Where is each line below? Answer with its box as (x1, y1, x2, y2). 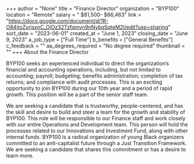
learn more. (6, 152, 34, 159)
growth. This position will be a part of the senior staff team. (6, 91, 148, 98)
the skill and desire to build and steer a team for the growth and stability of (6, 108, 185, 115)
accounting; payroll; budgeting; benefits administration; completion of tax (6, 73, 183, 79)
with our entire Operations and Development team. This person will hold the (6, 121, 188, 128)
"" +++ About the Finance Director (6, 49, 89, 55)
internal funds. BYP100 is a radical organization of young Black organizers (6, 134, 184, 140)
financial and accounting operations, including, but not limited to (6, 66, 161, 73)
